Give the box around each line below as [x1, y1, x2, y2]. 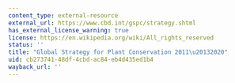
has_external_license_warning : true [8, 26, 129, 34]
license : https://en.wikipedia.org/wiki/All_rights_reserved [8, 33, 214, 42]
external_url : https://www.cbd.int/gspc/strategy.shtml [8, 19, 196, 27]
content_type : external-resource [8, 11, 119, 20]
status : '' [8, 41, 44, 49]
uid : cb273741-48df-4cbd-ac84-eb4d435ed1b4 [8, 56, 154, 64]
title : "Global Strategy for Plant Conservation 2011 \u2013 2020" [8, 48, 228, 56]
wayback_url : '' [8, 63, 62, 71]
